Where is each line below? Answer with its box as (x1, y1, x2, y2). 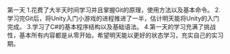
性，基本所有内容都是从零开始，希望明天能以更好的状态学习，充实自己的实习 (7, 31, 224, 39)
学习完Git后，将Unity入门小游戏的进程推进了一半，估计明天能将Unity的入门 (7, 14, 220, 22)
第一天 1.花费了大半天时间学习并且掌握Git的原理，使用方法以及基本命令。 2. (7, 6, 221, 13)
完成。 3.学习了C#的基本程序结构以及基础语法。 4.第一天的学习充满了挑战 (7, 23, 216, 30)
